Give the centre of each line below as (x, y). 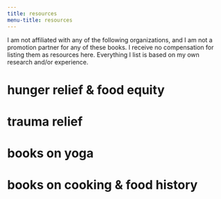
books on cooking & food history (103, 185)
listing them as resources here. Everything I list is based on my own (103, 54)
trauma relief (45, 121)
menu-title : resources (40, 20)
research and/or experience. (48, 62)
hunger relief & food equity (86, 90)
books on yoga (51, 154)
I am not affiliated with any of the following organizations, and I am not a (110, 40)
